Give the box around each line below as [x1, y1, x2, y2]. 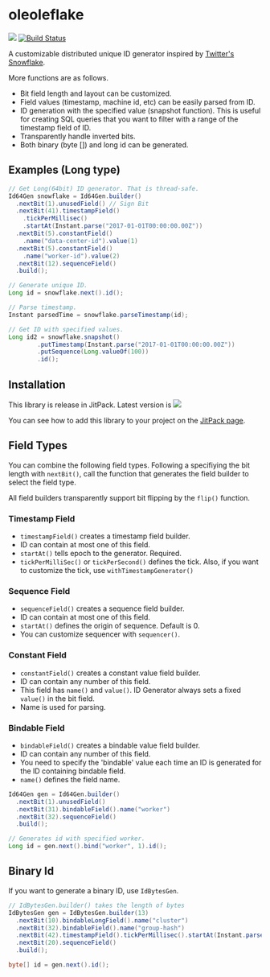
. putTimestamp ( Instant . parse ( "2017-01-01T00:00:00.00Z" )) [37, 340, 235, 348]
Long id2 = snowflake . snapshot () [8, 332, 121, 341]
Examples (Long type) [8, 163, 121, 177]
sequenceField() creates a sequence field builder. [19, 604, 185, 613]
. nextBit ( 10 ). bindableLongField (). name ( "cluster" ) [15, 916, 189, 925]
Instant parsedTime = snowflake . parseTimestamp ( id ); [8, 311, 189, 319]
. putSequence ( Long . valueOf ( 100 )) [37, 348, 149, 356]
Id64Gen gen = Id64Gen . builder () [8, 790, 121, 798]
